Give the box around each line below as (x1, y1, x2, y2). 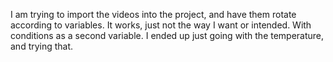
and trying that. (10, 40, 74, 52)
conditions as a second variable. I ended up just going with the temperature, (10, 30, 325, 41)
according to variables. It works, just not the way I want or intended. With (10, 19, 312, 31)
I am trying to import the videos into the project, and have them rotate (10, 9, 297, 20)
